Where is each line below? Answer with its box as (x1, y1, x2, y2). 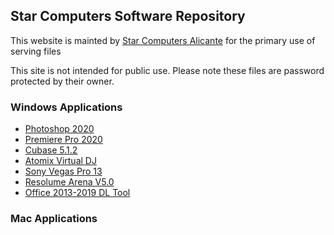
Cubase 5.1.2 (24, 144, 78, 156)
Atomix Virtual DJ (24, 155, 97, 167)
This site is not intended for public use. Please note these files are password (10, 64, 325, 76)
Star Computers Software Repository (10, 8, 246, 25)
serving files (10, 45, 62, 57)
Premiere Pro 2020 (24, 134, 103, 146)
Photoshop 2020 (24, 123, 95, 135)
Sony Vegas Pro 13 (24, 165, 103, 178)
